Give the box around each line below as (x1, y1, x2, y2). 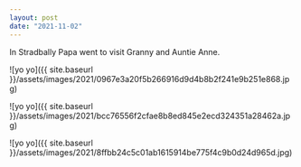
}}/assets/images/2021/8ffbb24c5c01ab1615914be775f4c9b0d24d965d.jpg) (9, 146, 293, 158)
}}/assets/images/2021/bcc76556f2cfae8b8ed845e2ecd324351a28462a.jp (9, 110, 291, 121)
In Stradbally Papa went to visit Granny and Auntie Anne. (9, 46, 221, 57)
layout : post (9, 13, 59, 23)
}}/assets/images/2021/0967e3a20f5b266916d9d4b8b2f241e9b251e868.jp (9, 73, 290, 84)
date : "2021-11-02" (9, 22, 83, 31)
